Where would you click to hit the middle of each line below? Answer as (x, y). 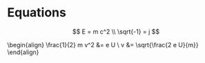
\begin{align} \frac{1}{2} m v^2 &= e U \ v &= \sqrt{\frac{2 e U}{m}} (103, 45)
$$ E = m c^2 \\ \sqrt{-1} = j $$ (116, 32)
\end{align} (23, 52)
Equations (37, 13)
